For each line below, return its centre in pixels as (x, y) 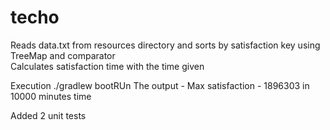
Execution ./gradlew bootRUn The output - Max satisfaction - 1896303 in (160, 85)
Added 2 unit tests (48, 115)
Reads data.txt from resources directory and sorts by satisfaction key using (165, 45)
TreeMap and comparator (63, 55)
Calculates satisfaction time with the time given (107, 66)
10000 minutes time (51, 96)
